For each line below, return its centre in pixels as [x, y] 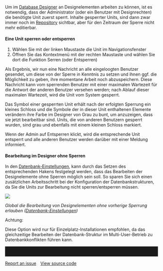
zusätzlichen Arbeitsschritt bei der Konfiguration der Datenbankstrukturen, [80, 182]
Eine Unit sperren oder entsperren [40, 39]
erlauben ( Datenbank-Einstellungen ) [41, 211]
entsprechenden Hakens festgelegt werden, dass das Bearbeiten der [74, 172]
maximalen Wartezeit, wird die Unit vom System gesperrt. [63, 95]
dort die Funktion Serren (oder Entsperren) [55, 60]
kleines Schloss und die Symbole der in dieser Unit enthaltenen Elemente [78, 110]
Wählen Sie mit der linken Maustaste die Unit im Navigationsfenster [79, 49]
